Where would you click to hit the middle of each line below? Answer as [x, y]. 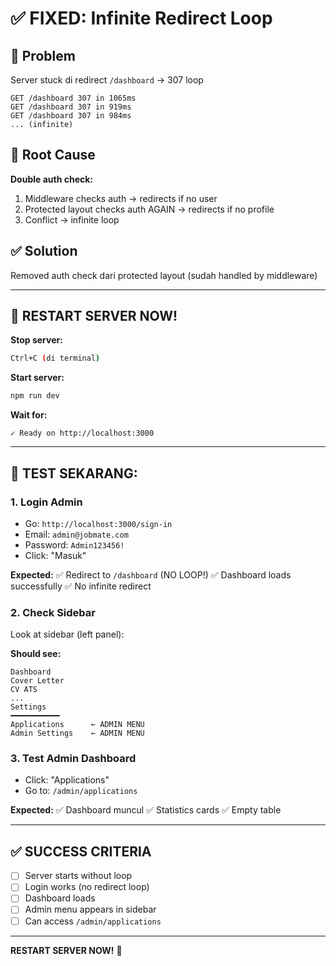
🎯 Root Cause [53, 155]
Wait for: [29, 415]
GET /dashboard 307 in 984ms [71, 116]
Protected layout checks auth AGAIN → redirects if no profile [149, 209]
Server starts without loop [78, 876]
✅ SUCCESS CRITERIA [81, 851]
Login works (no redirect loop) [87, 887]
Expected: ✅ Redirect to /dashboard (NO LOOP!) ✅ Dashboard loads [151, 574]
